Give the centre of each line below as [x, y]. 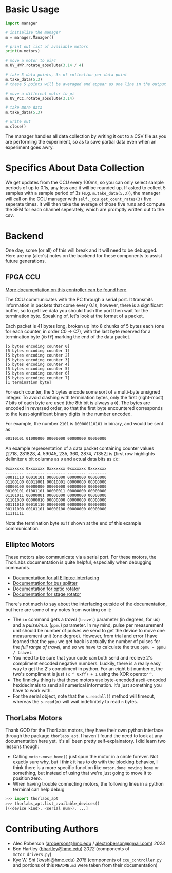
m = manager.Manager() [30, 37]
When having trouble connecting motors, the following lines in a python [88, 784]
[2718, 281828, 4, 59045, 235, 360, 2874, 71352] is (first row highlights [80, 453]
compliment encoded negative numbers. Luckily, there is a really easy [87, 663]
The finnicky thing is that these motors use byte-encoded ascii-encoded [89, 680]
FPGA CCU [23, 277]
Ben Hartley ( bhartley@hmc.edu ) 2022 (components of [71, 849]
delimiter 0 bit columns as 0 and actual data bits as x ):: [62, 459]
